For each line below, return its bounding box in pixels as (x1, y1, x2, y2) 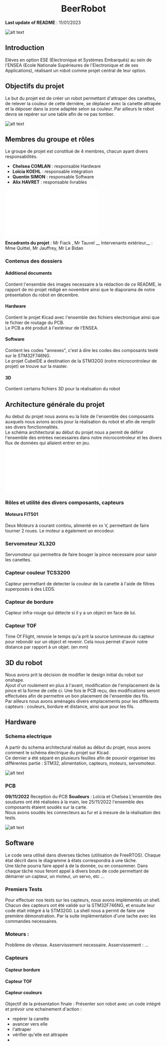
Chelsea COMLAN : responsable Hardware (12, 163, 101, 170)
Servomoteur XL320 (5, 540, 56, 547)
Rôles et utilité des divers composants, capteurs (5, 499, 124, 506)
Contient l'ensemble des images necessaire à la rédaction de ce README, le (5, 281, 162, 287)
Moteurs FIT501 (5, 512, 39, 518)
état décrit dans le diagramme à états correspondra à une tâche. (5, 857, 137, 863)
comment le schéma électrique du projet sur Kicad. (5, 749, 110, 755)
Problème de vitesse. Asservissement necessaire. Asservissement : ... (5, 942, 149, 948)
